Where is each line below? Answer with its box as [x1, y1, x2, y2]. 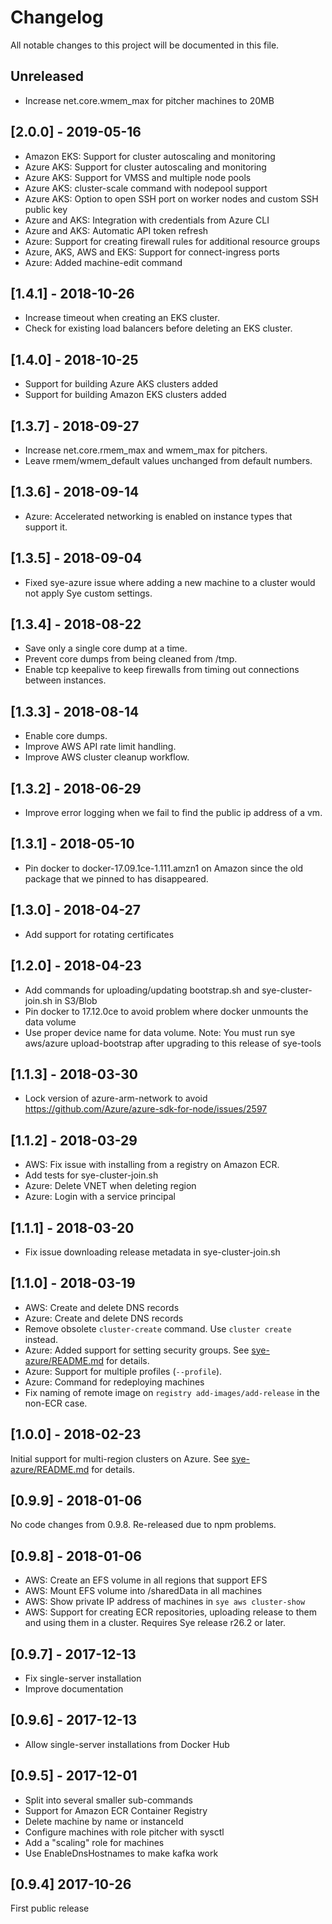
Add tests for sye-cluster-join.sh [24, 1169, 159, 1181]
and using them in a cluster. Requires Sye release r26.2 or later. [24, 1617, 287, 1629]
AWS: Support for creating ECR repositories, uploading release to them [24, 1606, 317, 1618]
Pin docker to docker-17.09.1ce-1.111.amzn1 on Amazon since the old [24, 862, 304, 874]
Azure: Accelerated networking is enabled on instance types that [24, 510, 293, 522]
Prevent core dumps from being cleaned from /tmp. [24, 653, 238, 665]
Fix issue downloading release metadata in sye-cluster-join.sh [24, 1246, 281, 1258]
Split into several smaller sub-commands [24, 1794, 193, 1806]
